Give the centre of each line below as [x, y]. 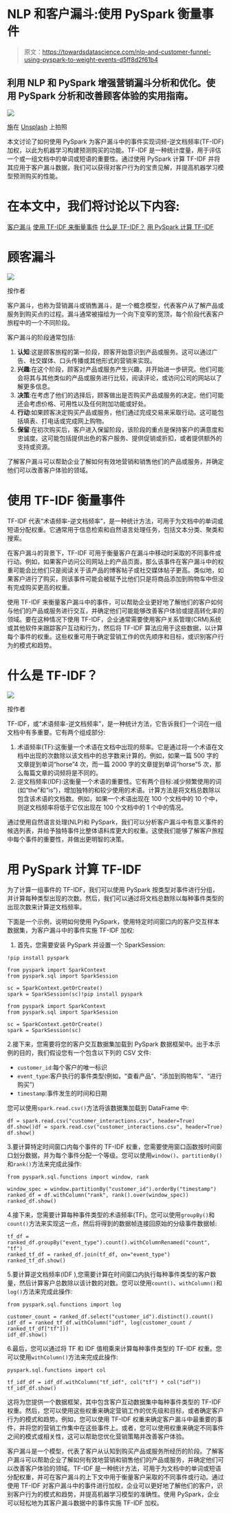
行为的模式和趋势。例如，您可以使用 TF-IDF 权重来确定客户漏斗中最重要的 [112, 1419]
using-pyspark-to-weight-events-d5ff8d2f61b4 [91, 59]
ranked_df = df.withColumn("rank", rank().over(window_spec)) [98, 1195]
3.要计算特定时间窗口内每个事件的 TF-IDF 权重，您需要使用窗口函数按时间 [112, 1147]
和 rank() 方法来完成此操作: [44, 1164]
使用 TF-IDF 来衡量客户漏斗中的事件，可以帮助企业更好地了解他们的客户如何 [115, 602]
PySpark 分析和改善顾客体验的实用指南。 [106, 96]
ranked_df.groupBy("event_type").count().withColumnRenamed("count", [109, 1243]
